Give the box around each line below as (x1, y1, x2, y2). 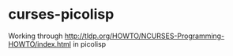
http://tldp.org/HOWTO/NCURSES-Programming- (64, 31, 225, 40)
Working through (8, 31, 63, 40)
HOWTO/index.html (8, 39, 71, 48)
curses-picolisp (8, 5, 115, 23)
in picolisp (72, 39, 107, 48)
